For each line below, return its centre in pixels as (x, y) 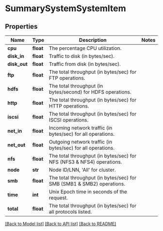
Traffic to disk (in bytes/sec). (82, 56)
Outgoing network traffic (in (81, 142)
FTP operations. (67, 78)
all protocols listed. (70, 212)
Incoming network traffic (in (81, 128)
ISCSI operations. (69, 120)
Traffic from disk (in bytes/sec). (85, 64)
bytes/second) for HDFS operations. (90, 92)
